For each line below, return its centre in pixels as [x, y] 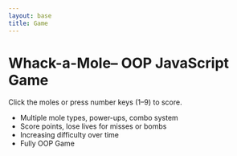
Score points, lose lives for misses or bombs [93, 126]
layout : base [30, 16]
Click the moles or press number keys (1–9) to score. [95, 102]
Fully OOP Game [47, 144]
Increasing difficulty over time [69, 135]
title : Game [28, 23]
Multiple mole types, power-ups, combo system [99, 118]
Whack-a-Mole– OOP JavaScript [119, 63]
